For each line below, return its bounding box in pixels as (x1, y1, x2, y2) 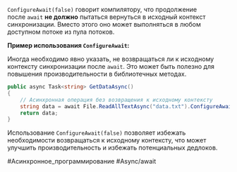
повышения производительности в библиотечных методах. (7, 70, 187, 78)
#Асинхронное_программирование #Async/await (7, 157, 157, 166)
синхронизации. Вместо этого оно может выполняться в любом (7, 20, 201, 28)
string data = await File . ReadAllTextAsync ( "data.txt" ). (20, 102, 191, 110)
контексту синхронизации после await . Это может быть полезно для (7, 62, 215, 70)
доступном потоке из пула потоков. (7, 27, 115, 36)
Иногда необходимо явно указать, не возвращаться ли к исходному (7, 55, 214, 63)
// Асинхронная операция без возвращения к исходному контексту (20, 96, 213, 103)
